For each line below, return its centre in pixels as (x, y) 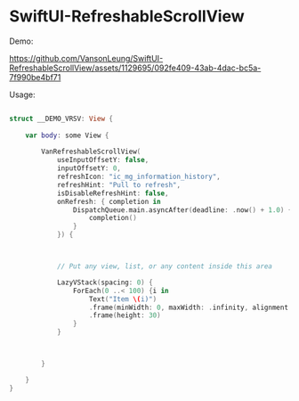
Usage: (22, 94)
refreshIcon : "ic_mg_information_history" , (138, 177)
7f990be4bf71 (35, 77)
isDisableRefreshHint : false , (113, 193)
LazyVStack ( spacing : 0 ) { (105, 282)
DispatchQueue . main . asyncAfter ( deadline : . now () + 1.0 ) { (182, 210)
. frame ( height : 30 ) (125, 315)
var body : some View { (67, 135)
